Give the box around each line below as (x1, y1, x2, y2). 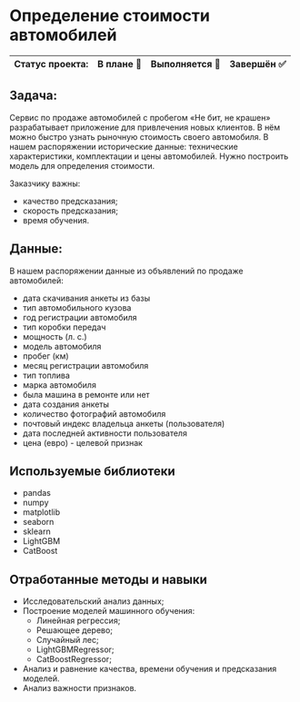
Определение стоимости (9, 5, 211, 26)
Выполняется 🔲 (150, 57, 221, 70)
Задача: (9, 88, 57, 104)
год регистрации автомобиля (22, 311, 138, 322)
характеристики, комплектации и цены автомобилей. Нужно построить (9, 151, 289, 162)
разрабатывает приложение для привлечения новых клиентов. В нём (9, 122, 281, 133)
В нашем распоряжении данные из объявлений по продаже (9, 265, 244, 276)
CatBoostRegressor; (35, 654, 112, 665)
